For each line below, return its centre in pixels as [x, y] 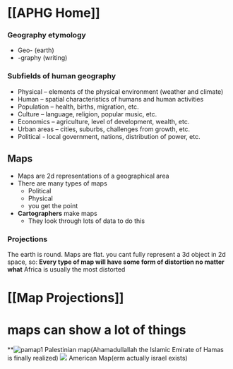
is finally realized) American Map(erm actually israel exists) [98, 358]
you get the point [53, 205]
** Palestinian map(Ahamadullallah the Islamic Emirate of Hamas [115, 350]
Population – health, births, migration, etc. [78, 107]
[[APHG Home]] [54, 13]
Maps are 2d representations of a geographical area [93, 176]
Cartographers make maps [57, 213]
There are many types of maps [62, 183]
